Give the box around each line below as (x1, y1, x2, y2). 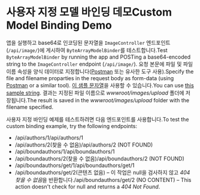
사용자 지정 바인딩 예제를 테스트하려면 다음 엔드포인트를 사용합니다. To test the (6, 115, 189, 123)
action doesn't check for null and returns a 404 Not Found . (14, 183, 160, 190)
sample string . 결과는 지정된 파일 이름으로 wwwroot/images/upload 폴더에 (6, 89, 184, 96)
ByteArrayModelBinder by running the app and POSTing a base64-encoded (6, 53, 191, 60)
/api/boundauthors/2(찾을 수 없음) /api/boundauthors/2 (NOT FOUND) (14, 155, 184, 162)
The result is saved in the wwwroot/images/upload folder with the (26, 96, 190, 103)
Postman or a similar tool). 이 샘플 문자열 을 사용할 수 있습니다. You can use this (6, 81, 195, 89)
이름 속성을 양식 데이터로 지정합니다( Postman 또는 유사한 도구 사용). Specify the (6, 68, 194, 75)
